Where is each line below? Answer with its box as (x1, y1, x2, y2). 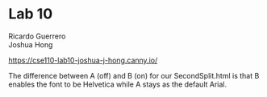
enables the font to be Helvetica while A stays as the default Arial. (8, 79, 227, 89)
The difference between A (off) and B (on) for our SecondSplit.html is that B (8, 71, 260, 80)
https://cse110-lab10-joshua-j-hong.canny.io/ (8, 55, 158, 65)
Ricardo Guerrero (8, 31, 66, 41)
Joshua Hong (8, 39, 53, 49)
